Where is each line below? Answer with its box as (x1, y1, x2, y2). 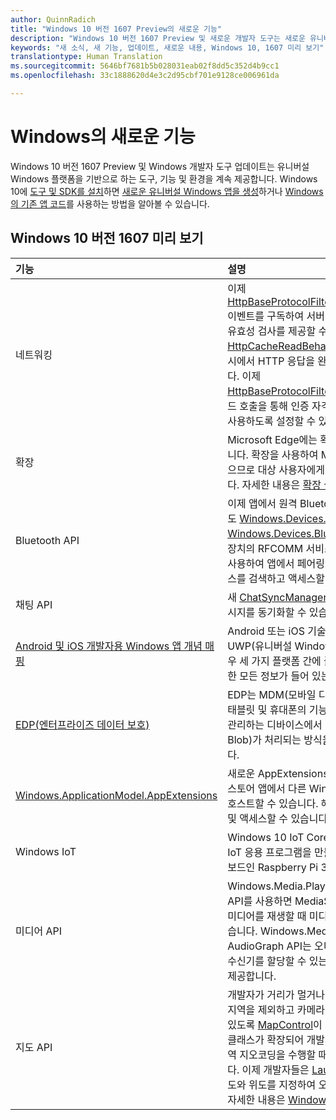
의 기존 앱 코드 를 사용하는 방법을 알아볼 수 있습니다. (10, 197, 210, 210)
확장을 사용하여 (251, 447, 319, 461)
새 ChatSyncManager (227, 590, 328, 604)
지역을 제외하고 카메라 (227, 1002, 325, 1016)
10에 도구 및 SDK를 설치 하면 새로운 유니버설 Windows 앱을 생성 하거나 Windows (10, 185, 324, 197)
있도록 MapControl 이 (227, 1017, 323, 1031)
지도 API (15, 1040, 53, 1054)
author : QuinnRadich (10, 14, 97, 25)
